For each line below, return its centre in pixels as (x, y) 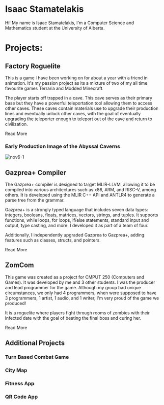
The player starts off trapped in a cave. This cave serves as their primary (79, 98)
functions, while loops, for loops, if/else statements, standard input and (77, 220)
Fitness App (20, 384)
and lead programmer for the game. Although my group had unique (73, 287)
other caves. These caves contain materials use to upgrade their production (82, 108)
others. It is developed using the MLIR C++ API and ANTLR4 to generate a (80, 195)
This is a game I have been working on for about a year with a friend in (77, 78)
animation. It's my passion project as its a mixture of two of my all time (76, 83)
